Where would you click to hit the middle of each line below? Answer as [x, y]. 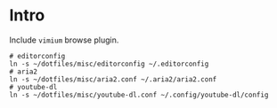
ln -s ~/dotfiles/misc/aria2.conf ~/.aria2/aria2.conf [113, 79]
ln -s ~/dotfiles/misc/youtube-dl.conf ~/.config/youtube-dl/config [139, 95]
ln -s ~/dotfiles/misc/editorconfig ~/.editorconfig [109, 64]
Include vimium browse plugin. [64, 40]
